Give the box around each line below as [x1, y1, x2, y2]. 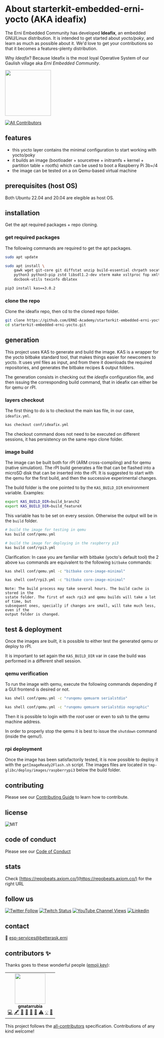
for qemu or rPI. [5, 384, 37, 390]
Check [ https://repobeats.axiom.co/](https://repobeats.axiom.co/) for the [5, 875, 152, 881]
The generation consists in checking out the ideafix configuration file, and [5, 374, 154, 380]
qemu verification [5, 670, 48, 677]
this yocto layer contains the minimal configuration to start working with [12, 147, 157, 152]
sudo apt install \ [5, 263, 45, 268]
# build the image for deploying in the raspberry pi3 [5, 541, 119, 546]
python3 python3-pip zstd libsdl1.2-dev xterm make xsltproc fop [14, 273, 150, 277]
